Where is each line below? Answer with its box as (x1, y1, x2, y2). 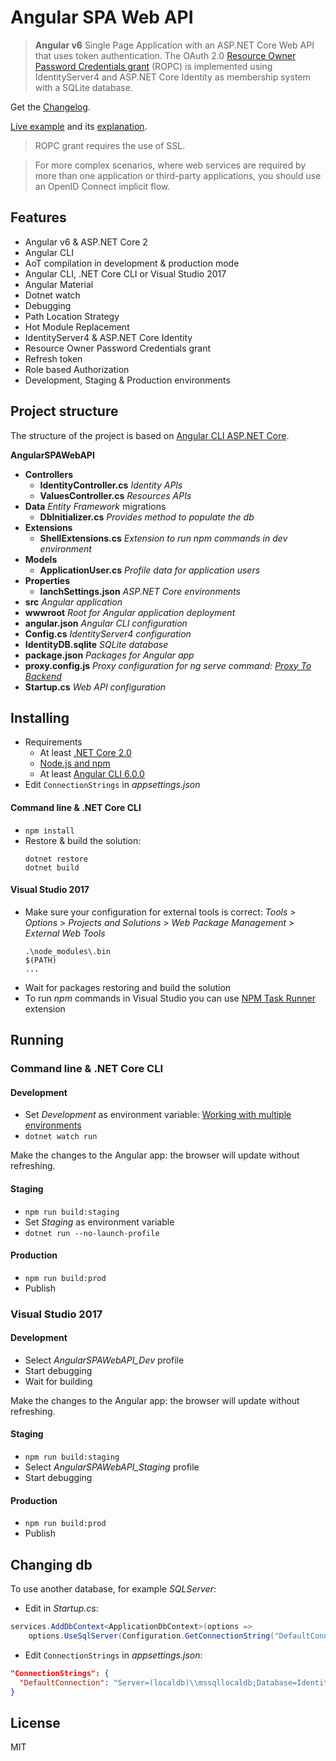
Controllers (24, 468, 73, 480)
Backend (24, 670, 62, 682)
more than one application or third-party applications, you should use (34, 169, 322, 181)
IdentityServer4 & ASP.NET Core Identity (24, 331, 193, 343)
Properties (24, 574, 71, 586)
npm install (24, 826, 75, 836)
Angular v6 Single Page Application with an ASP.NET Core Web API (34, 39, 315, 51)
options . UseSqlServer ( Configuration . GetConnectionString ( (28, 1631, 275, 1641)
